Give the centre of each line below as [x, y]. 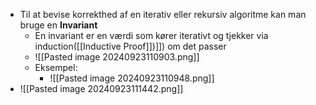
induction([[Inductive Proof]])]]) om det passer [130, 46]
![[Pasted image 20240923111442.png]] [101, 88]
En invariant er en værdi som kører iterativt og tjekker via [151, 35]
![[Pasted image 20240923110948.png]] [132, 78]
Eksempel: [56, 67]
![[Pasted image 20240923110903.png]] [117, 57]
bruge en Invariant [58, 25]
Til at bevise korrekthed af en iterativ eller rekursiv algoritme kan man [163, 14]
